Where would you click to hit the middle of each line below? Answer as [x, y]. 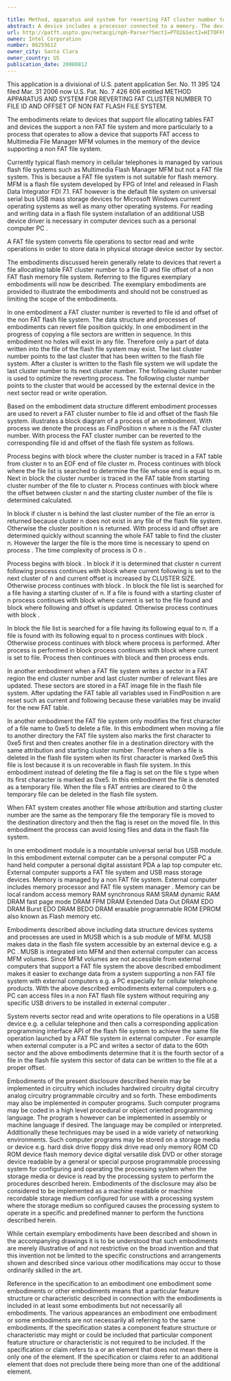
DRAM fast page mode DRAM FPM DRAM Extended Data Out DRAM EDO [111, 902]
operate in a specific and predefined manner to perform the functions [106, 1213]
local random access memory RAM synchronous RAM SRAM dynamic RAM [113, 894]
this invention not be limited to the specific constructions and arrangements [114, 1255]
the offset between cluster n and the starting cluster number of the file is [110, 493]
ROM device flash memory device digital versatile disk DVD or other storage [115, 1154]
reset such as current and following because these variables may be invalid [114, 700]
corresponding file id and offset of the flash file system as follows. [101, 443]
